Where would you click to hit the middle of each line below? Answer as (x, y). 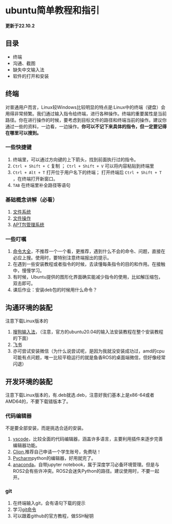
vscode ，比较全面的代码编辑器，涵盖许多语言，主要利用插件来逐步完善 (88, 439)
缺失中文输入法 (28, 69)
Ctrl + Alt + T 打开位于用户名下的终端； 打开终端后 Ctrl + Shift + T (87, 172)
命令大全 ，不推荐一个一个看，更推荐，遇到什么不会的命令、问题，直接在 (89, 251)
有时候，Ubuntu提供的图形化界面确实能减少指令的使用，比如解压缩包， (88, 277)
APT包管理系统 (28, 225)
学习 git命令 (25, 509)
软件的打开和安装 (31, 76)
